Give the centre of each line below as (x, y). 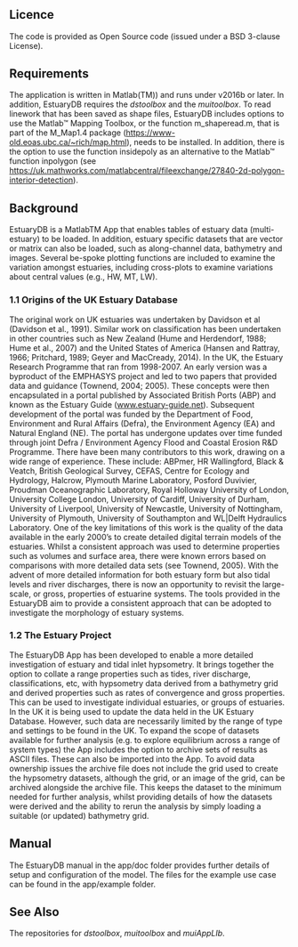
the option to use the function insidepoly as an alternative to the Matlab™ (142, 152)
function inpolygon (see (52, 161)
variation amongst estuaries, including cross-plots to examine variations (141, 267)
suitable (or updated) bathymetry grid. (79, 815)
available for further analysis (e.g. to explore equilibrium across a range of (145, 740)
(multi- (262, 230)
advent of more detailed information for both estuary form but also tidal (140, 575)
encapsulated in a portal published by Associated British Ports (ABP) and (143, 395)
